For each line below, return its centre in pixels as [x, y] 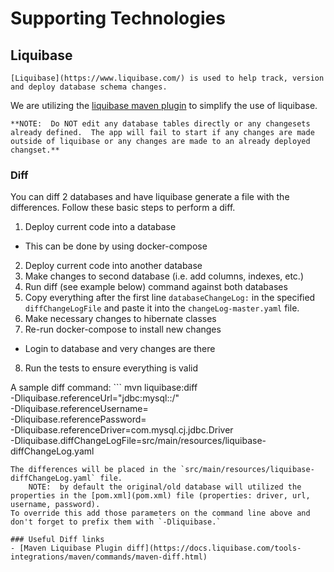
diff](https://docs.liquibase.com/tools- [214, 548]
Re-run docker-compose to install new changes [123, 329]
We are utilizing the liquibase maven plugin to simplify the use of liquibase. [164, 105]
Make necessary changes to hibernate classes [120, 319]
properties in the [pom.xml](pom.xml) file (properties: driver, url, [160, 496]
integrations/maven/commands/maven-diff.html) [109, 557]
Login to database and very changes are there [120, 349]
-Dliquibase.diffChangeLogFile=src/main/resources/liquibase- [138, 441]
